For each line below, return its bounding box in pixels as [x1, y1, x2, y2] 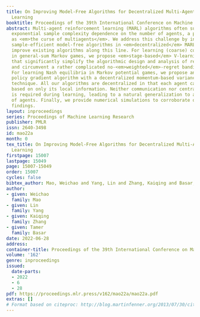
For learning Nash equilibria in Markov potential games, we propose [11, 70, 187, 76]
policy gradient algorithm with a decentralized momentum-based [11, 75, 174, 81]
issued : [6, 263, 26, 269]
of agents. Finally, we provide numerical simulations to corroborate [11, 97, 190, 103]
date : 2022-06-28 [6, 236, 49, 241]
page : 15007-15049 [6, 164, 52, 170]
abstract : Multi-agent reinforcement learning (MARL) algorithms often [6, 25, 187, 32]
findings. [11, 102, 36, 109]
